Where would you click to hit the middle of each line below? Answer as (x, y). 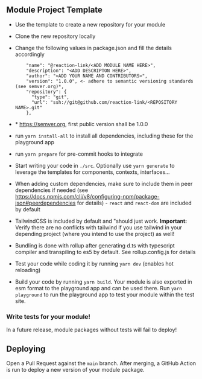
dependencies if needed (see (52, 190)
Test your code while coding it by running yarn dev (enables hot (94, 263)
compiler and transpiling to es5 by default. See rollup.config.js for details (105, 252)
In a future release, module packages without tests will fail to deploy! (91, 330)
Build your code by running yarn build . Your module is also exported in (103, 282)
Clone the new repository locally (55, 36)
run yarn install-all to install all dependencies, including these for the (104, 136)
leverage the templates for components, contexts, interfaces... (92, 172)
